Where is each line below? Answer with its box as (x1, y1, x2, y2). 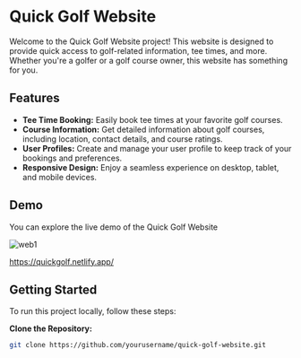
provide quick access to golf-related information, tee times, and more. (9, 45, 268, 56)
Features (9, 91, 60, 106)
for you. (9, 65, 39, 75)
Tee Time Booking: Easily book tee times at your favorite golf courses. (21, 114, 284, 125)
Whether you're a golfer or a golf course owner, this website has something (9, 55, 288, 65)
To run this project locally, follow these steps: (9, 306, 176, 317)
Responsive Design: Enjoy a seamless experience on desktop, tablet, (21, 162, 279, 172)
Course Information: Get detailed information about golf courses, (21, 124, 265, 135)
